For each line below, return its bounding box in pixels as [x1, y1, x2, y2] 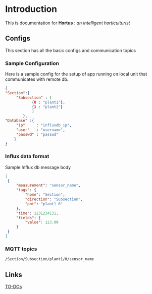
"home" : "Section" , [25, 192, 65, 197]
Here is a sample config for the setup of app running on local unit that [5, 71, 148, 77]
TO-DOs [5, 284, 22, 290]
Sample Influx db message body [5, 164, 71, 170]
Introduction [5, 3, 57, 15]
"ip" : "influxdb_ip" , [16, 123, 72, 128]
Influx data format [5, 153, 50, 160]
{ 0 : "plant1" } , [31, 100, 65, 105]
